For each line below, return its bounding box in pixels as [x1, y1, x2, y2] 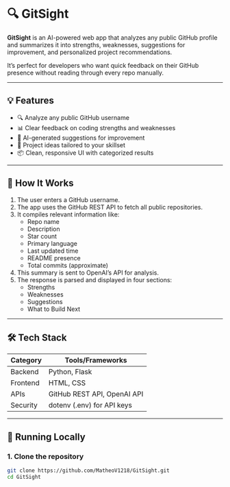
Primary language [27, 239, 77, 247]
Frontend [10, 378, 40, 388]
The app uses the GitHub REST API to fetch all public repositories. [16, 203, 203, 211]
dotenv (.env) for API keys [48, 401, 132, 410]
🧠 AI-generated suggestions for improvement [16, 134, 145, 142]
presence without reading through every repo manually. [7, 68, 164, 77]
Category [10, 355, 42, 365]
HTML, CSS [48, 378, 86, 388]
